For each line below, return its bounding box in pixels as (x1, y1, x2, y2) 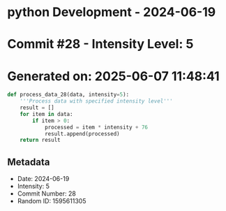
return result (20, 137, 61, 144)
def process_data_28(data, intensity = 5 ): (7, 92, 130, 99)
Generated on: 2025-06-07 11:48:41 (7, 68, 220, 84)
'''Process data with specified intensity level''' (20, 98, 173, 105)
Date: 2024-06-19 (17, 175, 70, 183)
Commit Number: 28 (17, 189, 77, 198)
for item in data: (20, 110, 73, 117)
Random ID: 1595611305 (17, 197, 86, 205)
